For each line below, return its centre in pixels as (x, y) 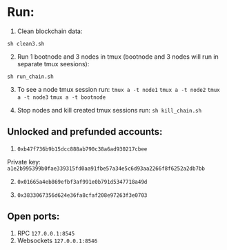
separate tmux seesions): (53, 64)
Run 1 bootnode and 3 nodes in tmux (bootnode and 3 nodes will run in (118, 57)
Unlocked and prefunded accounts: (85, 132)
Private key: (24, 162)
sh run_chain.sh (30, 77)
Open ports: (33, 217)
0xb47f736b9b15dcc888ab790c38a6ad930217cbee (82, 149)
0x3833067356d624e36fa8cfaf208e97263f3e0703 (82, 195)
